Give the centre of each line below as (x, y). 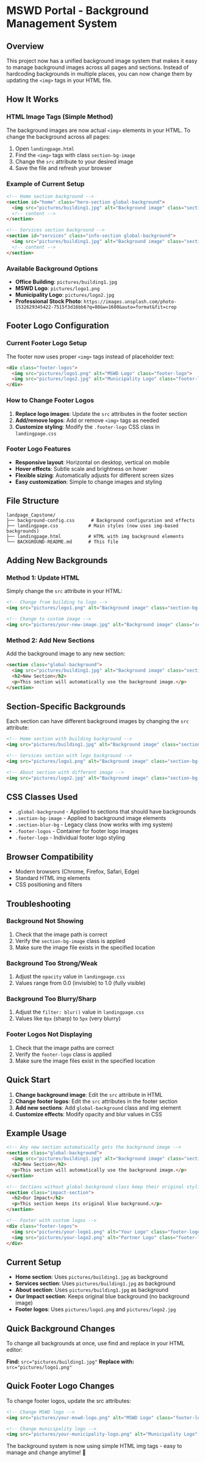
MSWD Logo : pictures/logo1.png (57, 288)
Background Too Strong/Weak (52, 963)
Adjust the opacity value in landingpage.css (70, 976)
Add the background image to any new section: (66, 653)
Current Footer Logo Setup (47, 343)
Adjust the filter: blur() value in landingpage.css (80, 1012)
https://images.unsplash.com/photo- (130, 302)
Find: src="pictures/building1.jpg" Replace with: (70, 1362)
